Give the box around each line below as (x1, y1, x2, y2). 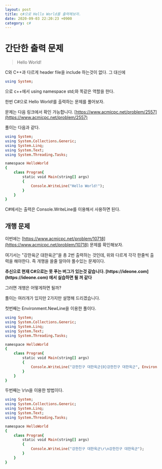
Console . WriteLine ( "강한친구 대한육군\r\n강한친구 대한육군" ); (30, 447, 145, 452)
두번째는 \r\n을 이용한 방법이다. (5, 388, 64, 393)
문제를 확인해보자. (90, 242, 124, 248)
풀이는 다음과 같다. (5, 125, 40, 130)
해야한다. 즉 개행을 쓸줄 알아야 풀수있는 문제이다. (13, 258, 105, 264)
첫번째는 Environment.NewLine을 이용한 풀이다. (5, 306, 96, 311)
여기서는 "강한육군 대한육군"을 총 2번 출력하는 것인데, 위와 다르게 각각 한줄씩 (5, 252, 149, 258)
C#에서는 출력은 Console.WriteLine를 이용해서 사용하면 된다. (5, 207, 121, 212)
